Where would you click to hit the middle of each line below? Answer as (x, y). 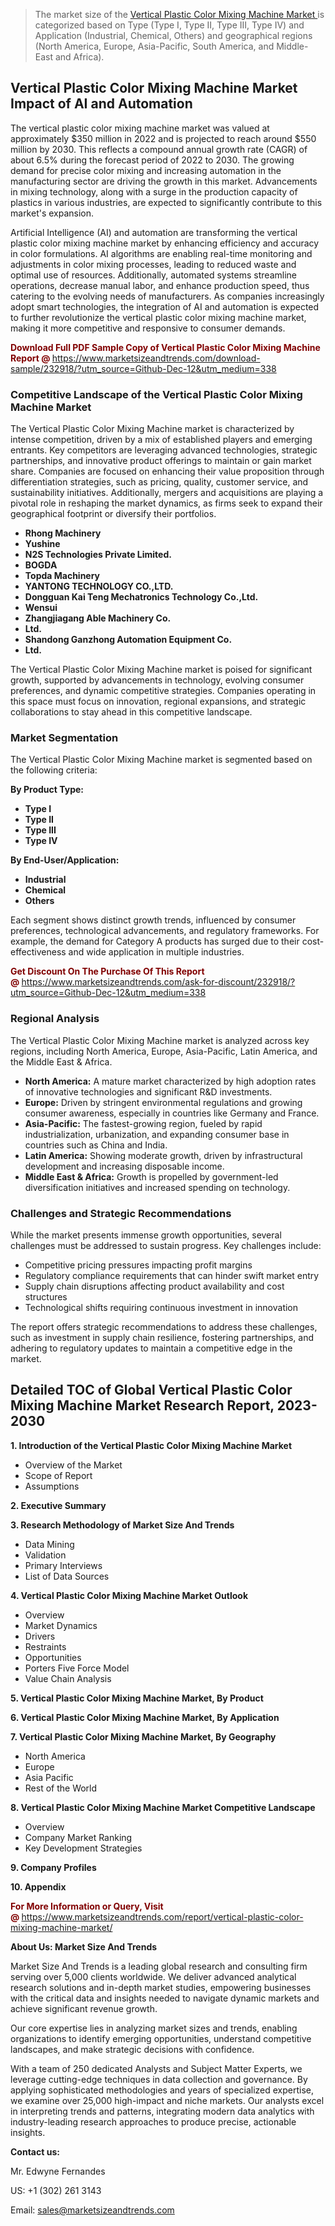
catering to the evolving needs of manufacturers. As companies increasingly (167, 296)
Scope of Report (58, 1475)
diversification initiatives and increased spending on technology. (157, 1187)
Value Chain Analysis (68, 1678)
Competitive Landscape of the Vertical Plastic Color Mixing (156, 394)
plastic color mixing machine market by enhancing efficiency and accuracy (165, 243)
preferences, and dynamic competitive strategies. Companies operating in (163, 691)
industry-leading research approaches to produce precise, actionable (153, 2121)
